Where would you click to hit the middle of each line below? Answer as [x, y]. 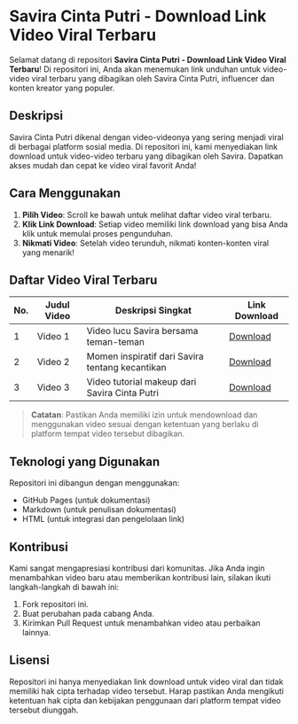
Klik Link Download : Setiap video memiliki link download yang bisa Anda [155, 224]
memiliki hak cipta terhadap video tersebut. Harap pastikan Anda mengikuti [146, 691]
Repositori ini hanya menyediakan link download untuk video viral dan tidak [146, 681]
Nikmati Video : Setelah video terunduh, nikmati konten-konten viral [145, 243]
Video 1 [53, 337]
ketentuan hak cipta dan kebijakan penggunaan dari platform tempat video [145, 700]
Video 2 [53, 362]
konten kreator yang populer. [62, 88]
